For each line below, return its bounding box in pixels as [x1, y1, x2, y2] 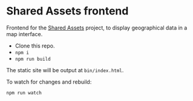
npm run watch [6, 90, 42, 96]
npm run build [15, 56, 51, 62]
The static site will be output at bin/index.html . [6, 66, 124, 73]
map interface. [6, 30, 43, 37]
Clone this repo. [15, 42, 55, 49]
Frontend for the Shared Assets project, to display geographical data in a [6, 24, 188, 31]
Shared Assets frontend [6, 4, 129, 18]
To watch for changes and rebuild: [6, 78, 92, 85]
